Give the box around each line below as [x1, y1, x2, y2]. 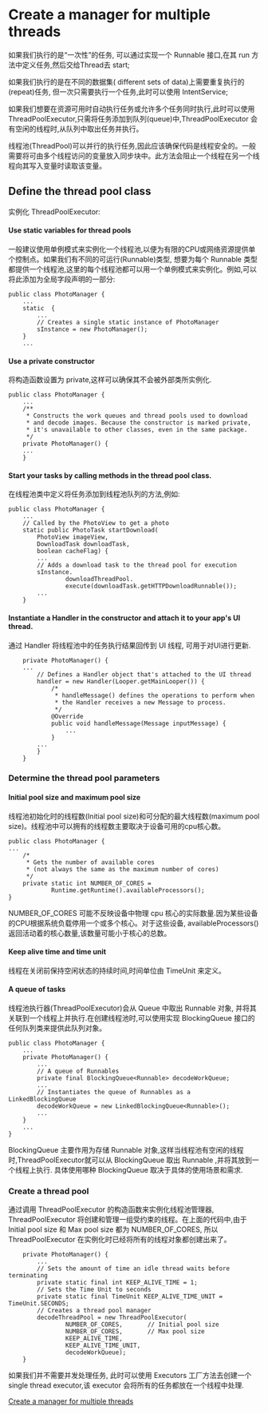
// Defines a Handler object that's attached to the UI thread [37, 670, 251, 679]
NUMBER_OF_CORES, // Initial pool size [65, 1320, 219, 1328]
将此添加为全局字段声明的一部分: [8, 274, 116, 284]
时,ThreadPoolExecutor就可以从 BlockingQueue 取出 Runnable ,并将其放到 [8, 1155, 253, 1165]
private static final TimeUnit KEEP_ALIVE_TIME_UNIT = [37, 1293, 223, 1300]
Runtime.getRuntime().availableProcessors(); [50, 886, 205, 894]
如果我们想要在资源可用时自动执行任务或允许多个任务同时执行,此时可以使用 [8, 104, 255, 114]
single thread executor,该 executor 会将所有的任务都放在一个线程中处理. [8, 1380, 245, 1390]
